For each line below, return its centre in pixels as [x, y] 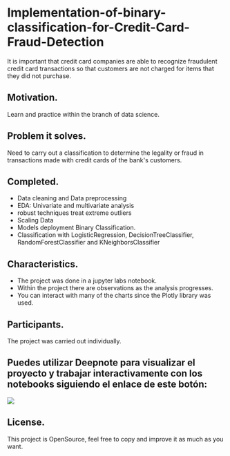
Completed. [33, 181]
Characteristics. [43, 264]
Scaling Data [35, 220]
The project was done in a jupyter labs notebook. [87, 281]
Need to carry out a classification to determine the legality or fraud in [105, 153]
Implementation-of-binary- [87, 13]
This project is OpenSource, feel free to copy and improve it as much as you [115, 439]
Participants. [36, 324]
